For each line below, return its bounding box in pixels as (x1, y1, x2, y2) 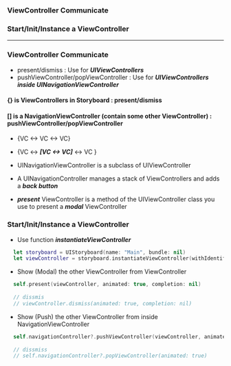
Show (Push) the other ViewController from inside (16, 312, 158, 321)
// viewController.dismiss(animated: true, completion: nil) (13, 300, 192, 307)
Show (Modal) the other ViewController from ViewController (16, 267, 187, 276)
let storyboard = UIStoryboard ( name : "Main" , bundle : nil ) (13, 249, 186, 256)
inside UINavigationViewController (16, 80, 119, 88)
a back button (16, 182, 58, 190)
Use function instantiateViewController (16, 235, 131, 243)
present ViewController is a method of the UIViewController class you (16, 195, 215, 203)
